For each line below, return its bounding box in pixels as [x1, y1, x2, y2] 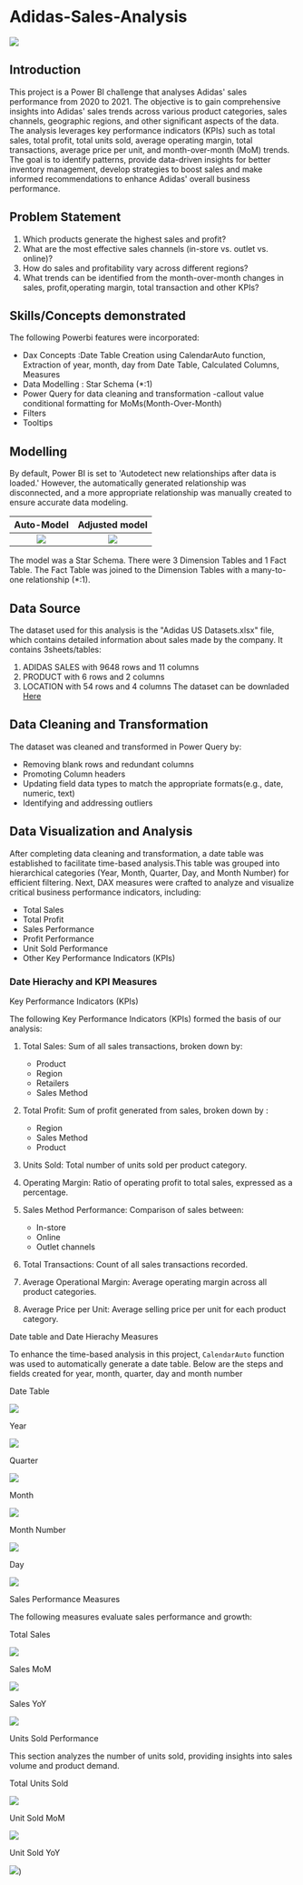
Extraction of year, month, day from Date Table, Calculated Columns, [22, 359, 279, 370]
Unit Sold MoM [9, 1812, 65, 1823]
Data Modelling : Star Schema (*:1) [22, 379, 153, 390]
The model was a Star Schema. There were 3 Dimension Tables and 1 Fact [9, 555, 288, 566]
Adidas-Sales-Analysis [9, 6, 188, 27]
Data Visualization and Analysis [9, 824, 193, 839]
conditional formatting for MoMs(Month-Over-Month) [22, 398, 222, 409]
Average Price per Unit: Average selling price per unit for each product [22, 1303, 287, 1315]
